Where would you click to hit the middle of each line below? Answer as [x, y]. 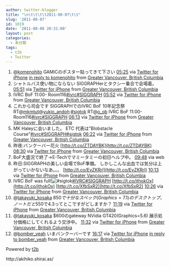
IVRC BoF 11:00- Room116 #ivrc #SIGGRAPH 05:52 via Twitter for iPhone [87, 95]
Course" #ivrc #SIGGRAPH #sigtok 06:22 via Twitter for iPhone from [82, 134]
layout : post [19, 33]
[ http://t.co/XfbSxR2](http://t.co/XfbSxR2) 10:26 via [110, 186]
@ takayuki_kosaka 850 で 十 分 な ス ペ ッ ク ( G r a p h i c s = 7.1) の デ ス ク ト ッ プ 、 [89, 198]
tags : [11, 48]
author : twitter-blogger [32, 10]
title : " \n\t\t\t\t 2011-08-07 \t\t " [43, 15]
